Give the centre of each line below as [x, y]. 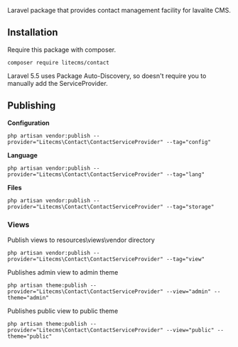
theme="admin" [28, 297]
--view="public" [190, 330]
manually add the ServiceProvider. [58, 83]
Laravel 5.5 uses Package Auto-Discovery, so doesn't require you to [107, 76]
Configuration [28, 123]
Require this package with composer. [61, 50]
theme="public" [30, 336]
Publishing [32, 106]
